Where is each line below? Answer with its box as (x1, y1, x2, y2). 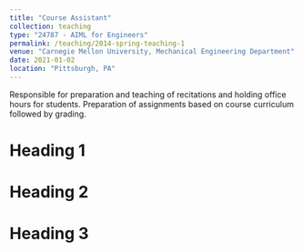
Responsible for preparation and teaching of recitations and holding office (9, 88, 287, 100)
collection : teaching (9, 22, 92, 31)
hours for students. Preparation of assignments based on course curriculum (9, 98, 294, 109)
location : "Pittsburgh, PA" (9, 65, 116, 74)
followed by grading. (9, 108, 86, 119)
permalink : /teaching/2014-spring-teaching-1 (9, 38, 185, 48)
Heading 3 (9, 224, 89, 244)
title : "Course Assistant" (9, 13, 112, 23)
